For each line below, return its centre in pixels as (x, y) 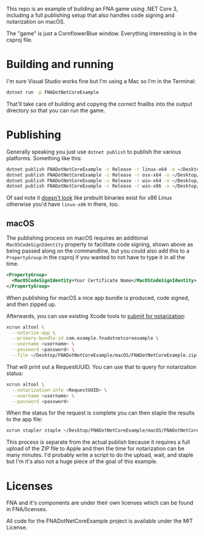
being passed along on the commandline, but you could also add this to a (98, 251)
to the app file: (24, 419)
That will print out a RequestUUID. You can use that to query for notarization (101, 367)
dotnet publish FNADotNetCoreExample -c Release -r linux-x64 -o (90, 169)
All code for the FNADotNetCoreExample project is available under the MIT (100, 521)
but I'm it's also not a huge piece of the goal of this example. (82, 461)
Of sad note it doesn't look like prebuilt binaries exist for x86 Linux (89, 198)
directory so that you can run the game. (56, 110)
